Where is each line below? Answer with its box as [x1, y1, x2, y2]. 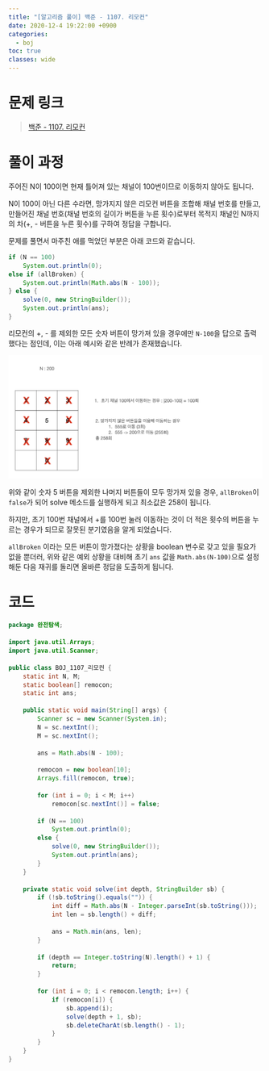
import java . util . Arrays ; [8, 638, 95, 646]
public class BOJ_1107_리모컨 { [8, 663, 112, 671]
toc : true [8, 47, 42, 56]
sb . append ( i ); [65, 1004, 114, 1012]
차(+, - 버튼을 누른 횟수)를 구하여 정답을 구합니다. [16, 219, 172, 228]
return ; [51, 961, 78, 970]
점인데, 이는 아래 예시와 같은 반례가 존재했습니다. [29, 338, 183, 348]
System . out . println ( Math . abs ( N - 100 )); [23, 278, 160, 287]
